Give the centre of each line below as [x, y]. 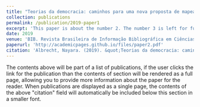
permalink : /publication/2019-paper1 [53, 23]
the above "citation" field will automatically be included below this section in [99, 92]
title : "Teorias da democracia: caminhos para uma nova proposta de [93, 12]
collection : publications [38, 17]
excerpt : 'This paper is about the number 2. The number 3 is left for [97, 28]
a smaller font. [24, 99]
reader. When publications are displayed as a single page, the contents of [96, 86]
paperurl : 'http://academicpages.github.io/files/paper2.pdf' [85, 45]
